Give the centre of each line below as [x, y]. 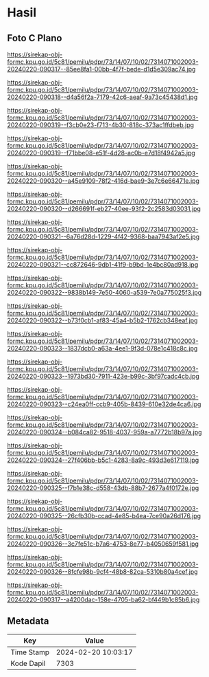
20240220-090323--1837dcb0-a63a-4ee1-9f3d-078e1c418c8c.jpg [102, 348]
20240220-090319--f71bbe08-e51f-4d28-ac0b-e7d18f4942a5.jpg [101, 153]
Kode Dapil [28, 663]
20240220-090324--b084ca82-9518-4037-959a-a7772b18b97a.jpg [104, 432]
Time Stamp [30, 652]
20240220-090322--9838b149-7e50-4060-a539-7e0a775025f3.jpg [104, 292]
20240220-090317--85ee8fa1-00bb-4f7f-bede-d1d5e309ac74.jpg [101, 69]
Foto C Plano [35, 38]
